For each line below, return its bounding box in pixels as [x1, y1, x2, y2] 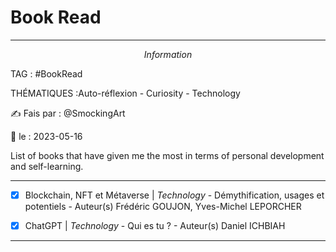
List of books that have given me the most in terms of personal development [10, 149, 325, 161]
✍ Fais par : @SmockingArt [10, 107, 126, 119]
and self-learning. [10, 160, 84, 172]
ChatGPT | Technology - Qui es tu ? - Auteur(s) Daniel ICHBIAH [24, 220, 286, 231]
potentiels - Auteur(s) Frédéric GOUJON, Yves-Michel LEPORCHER [24, 201, 302, 212]
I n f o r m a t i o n [143, 48, 193, 60]
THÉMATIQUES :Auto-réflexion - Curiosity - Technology [10, 87, 241, 99]
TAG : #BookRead [10, 67, 83, 80]
